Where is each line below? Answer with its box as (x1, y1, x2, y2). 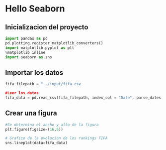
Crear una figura (5, 109, 57, 118)
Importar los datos (5, 68, 64, 77)
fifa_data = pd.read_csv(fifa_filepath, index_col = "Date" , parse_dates (5, 95, 162, 100)
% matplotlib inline (5, 50, 46, 55)
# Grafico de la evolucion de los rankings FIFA (5, 136, 108, 141)
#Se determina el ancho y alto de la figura (5, 122, 99, 127)
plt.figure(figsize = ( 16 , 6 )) (5, 127, 64, 132)
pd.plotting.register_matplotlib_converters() (5, 40, 103, 45)
